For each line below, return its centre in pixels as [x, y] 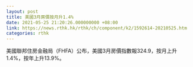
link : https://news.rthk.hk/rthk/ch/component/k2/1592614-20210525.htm [96, 28]
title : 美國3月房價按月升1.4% [40, 17]
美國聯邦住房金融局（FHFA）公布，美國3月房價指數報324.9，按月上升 [92, 51]
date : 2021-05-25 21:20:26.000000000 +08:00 [62, 22]
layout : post [22, 11]
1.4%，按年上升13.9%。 [35, 58]
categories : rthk [28, 33]
